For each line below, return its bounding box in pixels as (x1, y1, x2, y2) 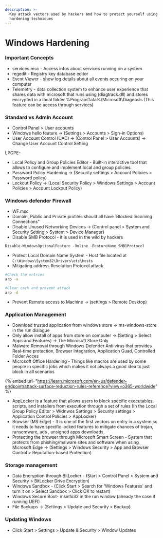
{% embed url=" (5, 378, 38, 384)
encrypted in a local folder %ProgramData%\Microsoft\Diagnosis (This (12, 96, 154, 102)
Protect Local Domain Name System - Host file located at (12, 253, 127, 259)
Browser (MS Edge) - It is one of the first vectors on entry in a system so (12, 419, 158, 425)
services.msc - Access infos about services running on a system (12, 65, 142, 71)
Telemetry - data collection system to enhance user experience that (12, 86, 148, 92)
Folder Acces (12, 353, 39, 359)
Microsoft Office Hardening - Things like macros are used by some (12, 358, 146, 364)
